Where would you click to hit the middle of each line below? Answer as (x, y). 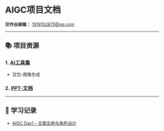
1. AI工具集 (18, 63)
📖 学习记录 (21, 110)
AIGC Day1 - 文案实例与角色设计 (44, 123)
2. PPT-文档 (19, 88)
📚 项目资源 (22, 46)
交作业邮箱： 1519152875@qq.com (40, 24)
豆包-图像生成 (26, 74)
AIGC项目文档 (33, 10)
